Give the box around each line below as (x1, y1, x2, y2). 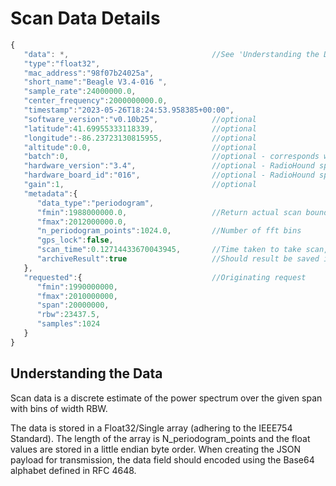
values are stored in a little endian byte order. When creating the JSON (10, 443, 302, 455)
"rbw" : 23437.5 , (36, 310, 101, 320)
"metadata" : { (23, 188, 78, 199)
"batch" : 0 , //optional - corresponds (23, 152, 320, 162)
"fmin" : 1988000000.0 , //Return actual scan (36, 207, 302, 217)
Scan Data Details (10, 7, 161, 30)
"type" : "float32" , (23, 58, 101, 69)
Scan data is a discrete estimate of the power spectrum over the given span (10, 392, 323, 404)
